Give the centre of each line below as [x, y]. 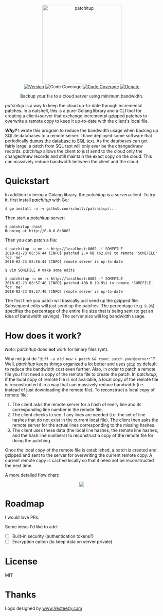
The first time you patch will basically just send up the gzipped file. [72, 300]
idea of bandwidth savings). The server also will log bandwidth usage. [75, 316]
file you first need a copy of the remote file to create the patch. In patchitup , [81, 374]
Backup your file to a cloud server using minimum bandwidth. [82, 96]
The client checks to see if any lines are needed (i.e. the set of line [79, 414]
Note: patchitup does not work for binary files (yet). [57, 349]
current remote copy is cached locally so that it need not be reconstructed [80, 460]
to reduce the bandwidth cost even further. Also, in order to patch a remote [80, 369]
